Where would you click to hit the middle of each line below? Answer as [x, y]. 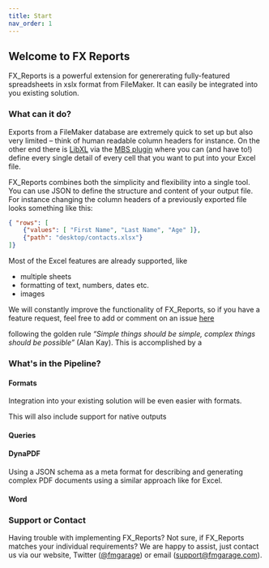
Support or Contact [47, 520]
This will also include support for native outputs [88, 417]
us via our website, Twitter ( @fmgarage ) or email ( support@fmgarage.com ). [135, 555]
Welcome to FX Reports [69, 56]
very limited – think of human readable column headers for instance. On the [134, 140]
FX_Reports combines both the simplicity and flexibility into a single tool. [129, 182]
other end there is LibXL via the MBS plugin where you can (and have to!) [130, 149]
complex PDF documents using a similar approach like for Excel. [115, 480]
